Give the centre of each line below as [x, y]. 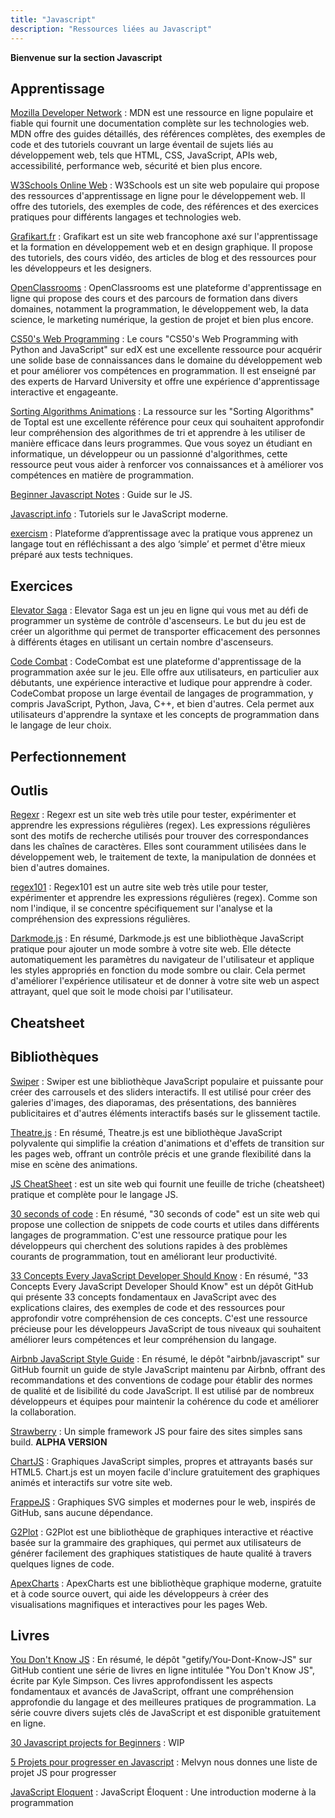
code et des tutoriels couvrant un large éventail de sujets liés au [142, 145]
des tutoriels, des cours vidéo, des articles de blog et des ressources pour [163, 258]
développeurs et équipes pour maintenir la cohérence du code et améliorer [165, 1401]
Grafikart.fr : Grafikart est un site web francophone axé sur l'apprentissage [164, 237]
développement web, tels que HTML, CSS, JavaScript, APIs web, [144, 155]
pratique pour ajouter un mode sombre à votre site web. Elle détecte [151, 949]
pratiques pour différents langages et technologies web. [126, 217]
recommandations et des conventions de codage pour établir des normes [161, 1380]
